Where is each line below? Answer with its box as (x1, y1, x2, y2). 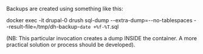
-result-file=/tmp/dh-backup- (6, 23, 80, 30)
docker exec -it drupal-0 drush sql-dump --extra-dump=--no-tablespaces (6, 17, 193, 23)
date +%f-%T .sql (80, 23, 119, 30)
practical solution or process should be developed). (6, 41, 136, 48)
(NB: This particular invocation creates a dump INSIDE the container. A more (6, 35, 198, 41)
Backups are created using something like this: (6, 5, 123, 12)
